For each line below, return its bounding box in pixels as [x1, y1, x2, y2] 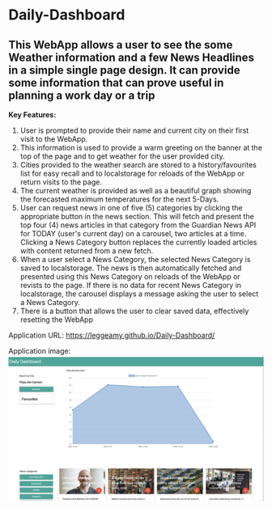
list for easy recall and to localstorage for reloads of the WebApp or [19, 168, 245, 178]
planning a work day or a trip [8, 88, 155, 102]
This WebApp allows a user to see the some [8, 38, 233, 52]
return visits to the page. [19, 177, 103, 187]
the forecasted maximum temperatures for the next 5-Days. [19, 194, 219, 204]
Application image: [8, 346, 71, 355]
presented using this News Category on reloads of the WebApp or [19, 272, 240, 281]
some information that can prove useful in [8, 75, 224, 90]
